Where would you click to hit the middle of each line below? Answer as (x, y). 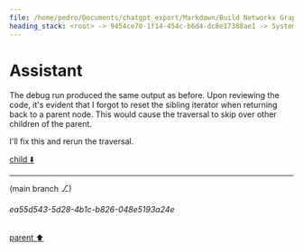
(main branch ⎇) (41, 189)
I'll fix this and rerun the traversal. (72, 141)
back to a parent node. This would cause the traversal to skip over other (143, 114)
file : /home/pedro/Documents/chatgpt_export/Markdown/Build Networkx (143, 18)
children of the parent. (51, 124)
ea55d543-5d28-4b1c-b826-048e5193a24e (92, 210)
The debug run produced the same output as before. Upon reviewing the (144, 95)
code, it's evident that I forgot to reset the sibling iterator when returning (143, 105)
